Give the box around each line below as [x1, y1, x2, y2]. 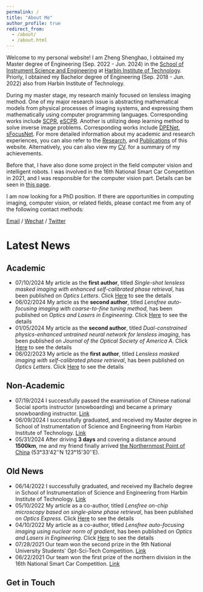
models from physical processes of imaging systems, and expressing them [6, 105, 193, 111]
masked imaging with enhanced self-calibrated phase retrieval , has [15, 285, 185, 293]
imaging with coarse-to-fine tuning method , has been [38, 305, 173, 312]
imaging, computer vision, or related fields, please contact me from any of [6, 199, 191, 206]
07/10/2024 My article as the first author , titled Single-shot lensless [15, 279, 185, 286]
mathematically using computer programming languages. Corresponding [6, 111, 188, 118]
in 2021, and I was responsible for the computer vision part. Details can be [6, 175, 192, 181]
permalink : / [6, 9, 39, 15]
